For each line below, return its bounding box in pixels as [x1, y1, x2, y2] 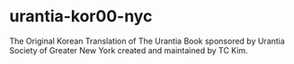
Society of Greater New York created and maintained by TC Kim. [9, 44, 249, 55]
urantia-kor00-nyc [9, 6, 153, 27]
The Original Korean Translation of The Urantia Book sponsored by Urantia [9, 36, 285, 46]
